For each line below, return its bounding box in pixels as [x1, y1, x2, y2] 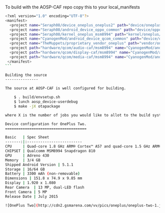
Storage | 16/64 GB [5, 166, 45, 172]
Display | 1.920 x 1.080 [5, 181, 56, 186]
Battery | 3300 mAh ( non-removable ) [5, 171, 80, 176]
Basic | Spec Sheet [5, 135, 50, 140]
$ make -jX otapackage [14, 104, 60, 109]
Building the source [5, 72, 48, 77]
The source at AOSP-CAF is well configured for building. [5, 86, 126, 91]
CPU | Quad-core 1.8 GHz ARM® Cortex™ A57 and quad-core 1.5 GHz [5, 144, 151, 149]
